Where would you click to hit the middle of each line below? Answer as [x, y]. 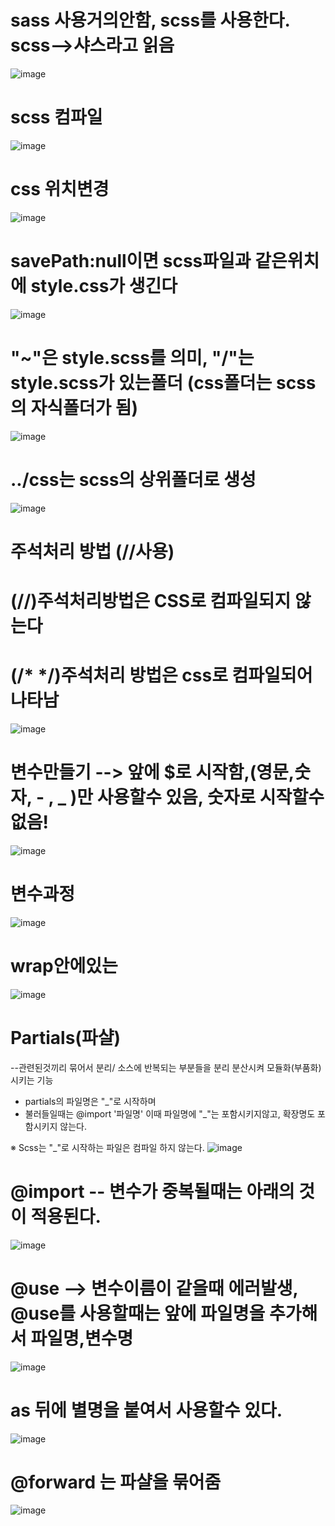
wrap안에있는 [64, 966]
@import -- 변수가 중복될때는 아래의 [152, 1191]
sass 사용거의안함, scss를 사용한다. [150, 20]
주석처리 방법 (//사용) [92, 551]
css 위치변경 [60, 189]
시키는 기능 [32, 1080]
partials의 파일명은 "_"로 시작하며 [90, 1101]
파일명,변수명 [82, 1338]
